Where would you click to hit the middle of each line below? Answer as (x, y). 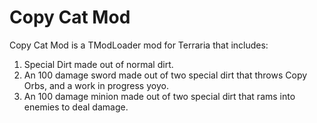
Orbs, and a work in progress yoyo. (96, 85)
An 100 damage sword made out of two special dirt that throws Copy (165, 75)
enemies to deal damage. (76, 107)
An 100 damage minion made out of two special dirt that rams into (159, 96)
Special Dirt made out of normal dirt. (98, 64)
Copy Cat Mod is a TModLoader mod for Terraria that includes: (139, 45)
